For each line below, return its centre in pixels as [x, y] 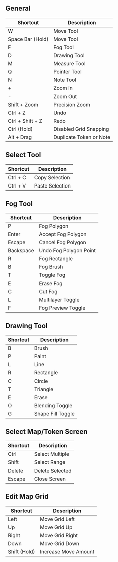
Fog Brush [51, 267]
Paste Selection [53, 185]
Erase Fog [51, 284]
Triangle [44, 389]
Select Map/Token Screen [46, 432]
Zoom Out [65, 96]
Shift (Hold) [21, 551]
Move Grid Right [59, 535]
